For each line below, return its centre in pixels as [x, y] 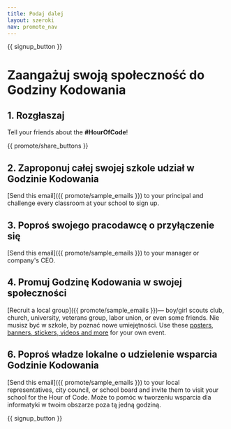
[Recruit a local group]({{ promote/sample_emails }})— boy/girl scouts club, [116, 310]
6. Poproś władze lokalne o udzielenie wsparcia [112, 354]
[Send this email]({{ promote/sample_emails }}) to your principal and [105, 196]
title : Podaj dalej [36, 14]
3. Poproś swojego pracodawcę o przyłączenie [111, 225]
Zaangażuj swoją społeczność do [106, 75]
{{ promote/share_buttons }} [48, 146]
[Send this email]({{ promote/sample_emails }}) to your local [94, 382]
